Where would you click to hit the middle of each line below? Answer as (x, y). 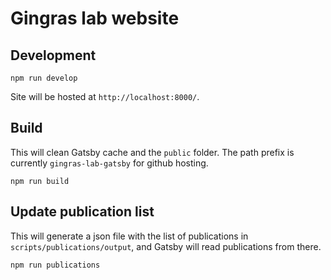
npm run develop (44, 78)
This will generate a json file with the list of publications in (129, 236)
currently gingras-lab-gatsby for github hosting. (109, 163)
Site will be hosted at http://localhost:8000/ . (105, 96)
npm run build (40, 181)
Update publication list (82, 212)
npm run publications (55, 265)
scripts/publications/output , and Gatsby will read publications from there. (166, 246)
